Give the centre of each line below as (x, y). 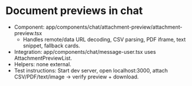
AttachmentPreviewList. (43, 58)
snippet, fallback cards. (51, 46)
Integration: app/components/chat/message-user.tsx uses (85, 51)
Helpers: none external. (43, 64)
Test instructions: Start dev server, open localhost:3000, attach (91, 70)
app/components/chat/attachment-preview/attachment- (114, 27)
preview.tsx (28, 33)
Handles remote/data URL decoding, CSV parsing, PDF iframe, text (104, 39)
